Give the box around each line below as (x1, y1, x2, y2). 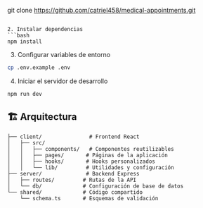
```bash (7, 32, 30, 39)
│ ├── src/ (7, 139, 46, 147)
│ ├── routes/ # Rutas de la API (7, 176, 137, 183)
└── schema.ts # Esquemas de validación (20, 195, 159, 202)
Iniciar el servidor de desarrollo (17, 77, 108, 85)
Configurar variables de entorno (17, 51, 111, 59)
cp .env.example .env (7, 64, 71, 71)
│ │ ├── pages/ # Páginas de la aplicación (7, 152, 169, 159)
